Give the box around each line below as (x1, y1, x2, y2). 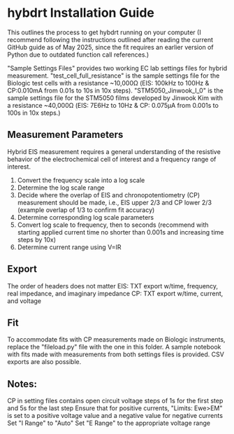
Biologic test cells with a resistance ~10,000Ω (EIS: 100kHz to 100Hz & (7, 78, 210, 87)
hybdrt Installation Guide (7, 5, 155, 21)
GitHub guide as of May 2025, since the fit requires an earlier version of (7, 43, 214, 51)
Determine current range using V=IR (17, 243, 122, 251)
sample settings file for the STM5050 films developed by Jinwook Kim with (7, 93, 224, 102)
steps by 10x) (17, 235, 57, 244)
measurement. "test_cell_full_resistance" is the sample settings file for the (7, 71, 220, 80)
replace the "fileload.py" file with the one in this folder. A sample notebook (7, 343, 221, 351)
